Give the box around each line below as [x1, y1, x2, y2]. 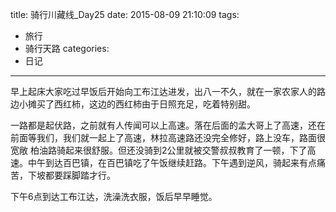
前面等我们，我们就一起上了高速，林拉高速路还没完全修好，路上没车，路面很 [10, 132, 326, 143]
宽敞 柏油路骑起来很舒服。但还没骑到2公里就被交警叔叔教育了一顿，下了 [10, 144, 308, 156]
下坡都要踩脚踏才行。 [27, 169, 116, 181]
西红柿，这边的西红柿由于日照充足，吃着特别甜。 [53, 98, 256, 110]
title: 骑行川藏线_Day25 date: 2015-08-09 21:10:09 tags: [10, 9, 240, 20]
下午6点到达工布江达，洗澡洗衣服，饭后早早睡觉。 [10, 191, 218, 202]
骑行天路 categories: [24, 43, 110, 54]
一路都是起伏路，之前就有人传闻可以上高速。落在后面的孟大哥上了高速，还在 [10, 119, 326, 131]
